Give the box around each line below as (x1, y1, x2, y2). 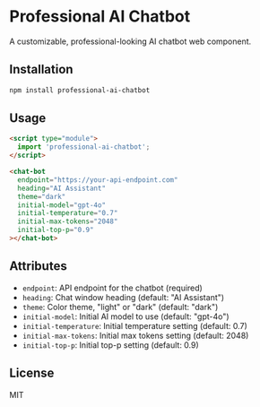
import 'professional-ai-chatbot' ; (17, 143, 151, 152)
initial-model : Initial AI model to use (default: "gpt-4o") (22, 311, 230, 322)
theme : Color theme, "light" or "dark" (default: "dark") (22, 301, 219, 312)
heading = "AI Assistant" (17, 184, 106, 193)
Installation (9, 62, 74, 77)
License (9, 366, 55, 381)
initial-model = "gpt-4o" (17, 200, 106, 210)
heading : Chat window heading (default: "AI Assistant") (22, 291, 225, 302)
